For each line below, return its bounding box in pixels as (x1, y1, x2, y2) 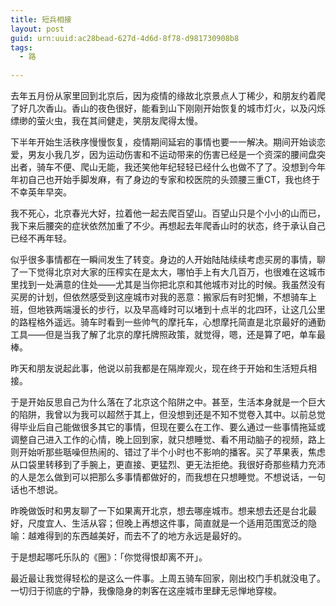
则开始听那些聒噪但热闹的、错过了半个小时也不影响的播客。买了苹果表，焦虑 (10, 446, 326, 458)
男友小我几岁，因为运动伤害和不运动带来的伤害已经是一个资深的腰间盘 (27, 149, 317, 160)
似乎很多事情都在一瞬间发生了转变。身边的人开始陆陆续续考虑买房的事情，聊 (10, 254, 326, 265)
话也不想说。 (10, 484, 63, 495)
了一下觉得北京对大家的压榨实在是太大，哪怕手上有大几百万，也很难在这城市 (10, 266, 326, 278)
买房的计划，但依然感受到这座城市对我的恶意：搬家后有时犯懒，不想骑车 (10, 291, 308, 303)
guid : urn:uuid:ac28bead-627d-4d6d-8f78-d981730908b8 (10, 33, 240, 43)
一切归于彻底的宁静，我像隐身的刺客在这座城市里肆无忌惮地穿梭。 (10, 585, 282, 596)
